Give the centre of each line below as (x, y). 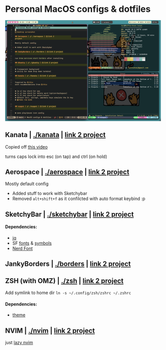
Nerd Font (22, 248)
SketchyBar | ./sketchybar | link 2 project (70, 214)
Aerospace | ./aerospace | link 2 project (67, 172)
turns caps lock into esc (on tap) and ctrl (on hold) (56, 156)
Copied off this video (26, 147)
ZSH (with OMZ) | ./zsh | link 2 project (64, 281)
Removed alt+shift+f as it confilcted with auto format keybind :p (79, 199)
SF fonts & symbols (32, 243)
